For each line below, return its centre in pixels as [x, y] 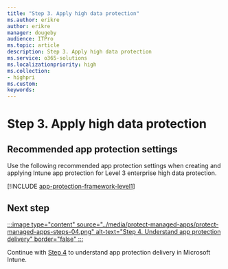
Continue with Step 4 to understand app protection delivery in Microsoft [109, 252]
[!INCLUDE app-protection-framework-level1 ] [71, 187]
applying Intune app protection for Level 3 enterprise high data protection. [112, 173]
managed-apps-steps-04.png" [51, 231]
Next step [28, 208]
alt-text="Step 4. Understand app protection [158, 231]
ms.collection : [29, 71]
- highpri [21, 77]
